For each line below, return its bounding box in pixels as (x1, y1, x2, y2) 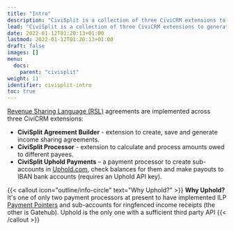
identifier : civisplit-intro (7, 82, 92, 89)
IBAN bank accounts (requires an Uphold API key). (17, 172, 162, 181)
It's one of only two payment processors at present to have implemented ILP (7, 193, 227, 202)
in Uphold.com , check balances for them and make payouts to (45, 165, 224, 174)
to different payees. (17, 151, 74, 159)
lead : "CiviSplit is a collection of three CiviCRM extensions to (7, 23, 204, 30)
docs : (13, 62, 30, 69)
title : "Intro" (7, 10, 52, 17)
